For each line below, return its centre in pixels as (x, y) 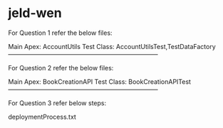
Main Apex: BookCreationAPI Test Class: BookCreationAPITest (100, 81)
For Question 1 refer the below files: (60, 33)
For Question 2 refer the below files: (61, 68)
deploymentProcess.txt (42, 117)
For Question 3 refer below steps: (57, 103)
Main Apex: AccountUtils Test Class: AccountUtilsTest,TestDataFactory (112, 46)
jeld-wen (35, 13)
